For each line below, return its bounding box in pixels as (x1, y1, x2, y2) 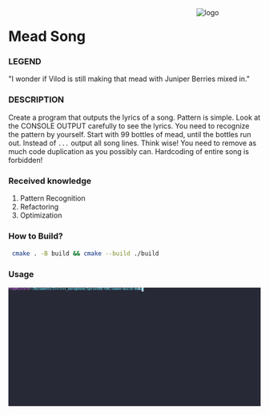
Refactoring (19, 202, 59, 212)
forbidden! (8, 155, 43, 165)
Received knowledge (8, 175, 92, 186)
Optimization (19, 210, 62, 220)
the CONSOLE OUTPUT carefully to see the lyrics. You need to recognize (8, 120, 250, 131)
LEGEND (8, 56, 42, 67)
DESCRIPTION (8, 94, 65, 105)
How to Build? (8, 230, 63, 242)
